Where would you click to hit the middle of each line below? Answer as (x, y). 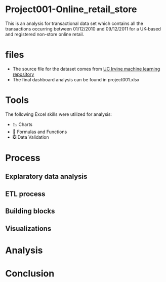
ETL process (25, 194)
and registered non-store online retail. (45, 34)
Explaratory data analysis (46, 177)
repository (23, 74)
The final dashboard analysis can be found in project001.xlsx (76, 79)
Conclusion (30, 273)
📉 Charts (23, 124)
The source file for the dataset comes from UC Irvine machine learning (86, 69)
